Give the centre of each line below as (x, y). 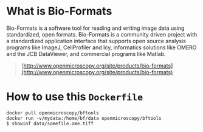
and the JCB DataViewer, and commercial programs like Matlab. (86, 54)
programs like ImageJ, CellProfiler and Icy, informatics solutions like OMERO (101, 47)
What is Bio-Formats (59, 11)
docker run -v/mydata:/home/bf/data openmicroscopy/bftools (84, 118)
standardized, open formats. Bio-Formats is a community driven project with (102, 34)
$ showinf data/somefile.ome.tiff (50, 123)
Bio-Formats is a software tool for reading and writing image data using (95, 28)
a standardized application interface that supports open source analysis (96, 41)
